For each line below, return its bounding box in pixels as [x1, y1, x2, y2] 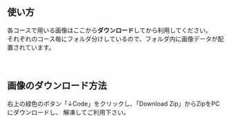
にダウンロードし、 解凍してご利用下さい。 [7, 108, 130, 116]
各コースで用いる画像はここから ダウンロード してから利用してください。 [7, 26, 212, 34]
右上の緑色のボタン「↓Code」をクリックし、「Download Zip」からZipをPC [7, 99, 220, 108]
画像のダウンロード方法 [7, 80, 107, 91]
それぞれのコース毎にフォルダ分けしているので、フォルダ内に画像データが [7, 34, 219, 43]
